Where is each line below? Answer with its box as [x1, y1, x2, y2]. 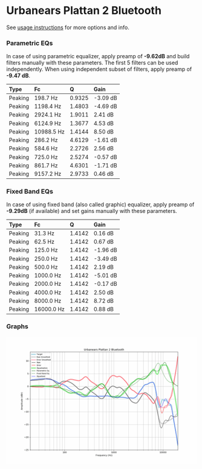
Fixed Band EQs [6, 187, 53, 195]
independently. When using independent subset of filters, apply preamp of [6, 66, 192, 73]
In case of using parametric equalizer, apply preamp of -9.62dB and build [6, 53, 190, 60]
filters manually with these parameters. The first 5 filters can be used [6, 59, 178, 67]
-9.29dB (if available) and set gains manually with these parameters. [6, 208, 177, 215]
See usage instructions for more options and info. [6, 24, 130, 31]
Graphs [6, 322, 28, 331]
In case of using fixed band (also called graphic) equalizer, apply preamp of [6, 201, 195, 208]
